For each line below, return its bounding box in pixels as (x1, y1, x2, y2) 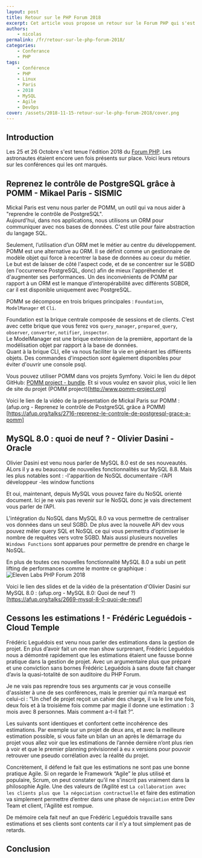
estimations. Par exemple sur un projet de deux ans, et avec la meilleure (6, 726, 185, 733)
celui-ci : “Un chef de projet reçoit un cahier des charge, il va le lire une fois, (6, 695, 196, 702)
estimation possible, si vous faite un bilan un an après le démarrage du (6, 732, 182, 740)
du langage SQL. (6, 230, 48, 237)
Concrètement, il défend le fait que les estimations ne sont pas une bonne (6, 763, 190, 771)
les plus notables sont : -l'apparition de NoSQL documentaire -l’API (6, 472, 173, 479)
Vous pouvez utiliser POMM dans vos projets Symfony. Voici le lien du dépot (6, 372, 196, 380)
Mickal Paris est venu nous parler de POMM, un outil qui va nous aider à (6, 204, 186, 211)
